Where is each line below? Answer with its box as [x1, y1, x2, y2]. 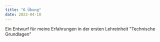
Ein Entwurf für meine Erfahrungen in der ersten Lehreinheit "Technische [5, 25, 155, 31]
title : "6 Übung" [5, 7, 41, 12]
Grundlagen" [5, 31, 31, 37]
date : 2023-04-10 [5, 12, 41, 17]
